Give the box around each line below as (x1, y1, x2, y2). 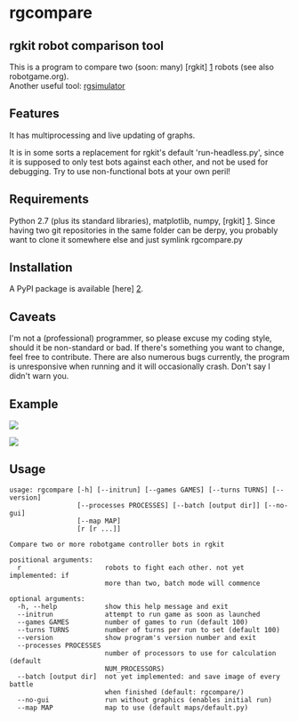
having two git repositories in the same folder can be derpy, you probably (9, 225, 278, 236)
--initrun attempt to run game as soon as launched (17, 610, 261, 619)
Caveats (9, 309, 56, 324)
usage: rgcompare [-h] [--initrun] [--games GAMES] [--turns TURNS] (9, 485, 269, 494)
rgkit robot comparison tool (9, 38, 165, 53)
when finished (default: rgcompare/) (104, 687, 245, 696)
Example (9, 397, 59, 412)
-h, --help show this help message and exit (17, 602, 229, 611)
